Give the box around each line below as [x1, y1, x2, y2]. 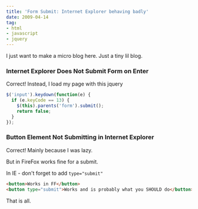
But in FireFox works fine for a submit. [6, 158, 98, 165]
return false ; [16, 108, 51, 114]
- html [6, 25, 22, 31]
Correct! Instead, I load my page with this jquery [6, 80, 123, 87]
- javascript [6, 31, 38, 37]
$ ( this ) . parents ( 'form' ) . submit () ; [16, 103, 104, 109]
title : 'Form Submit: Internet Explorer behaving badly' [6, 8, 149, 15]
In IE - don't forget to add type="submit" [6, 169, 103, 177]
